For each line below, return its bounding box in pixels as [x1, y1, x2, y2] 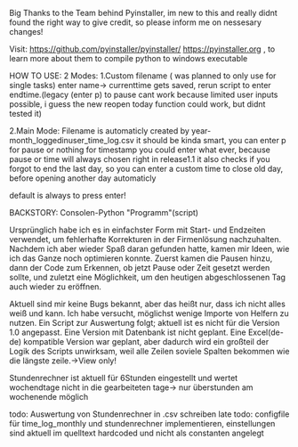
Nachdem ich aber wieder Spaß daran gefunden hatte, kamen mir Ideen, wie [9, 244, 290, 254]
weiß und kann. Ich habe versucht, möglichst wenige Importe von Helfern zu [9, 308, 289, 319]
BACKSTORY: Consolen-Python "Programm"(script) [9, 207, 198, 217]
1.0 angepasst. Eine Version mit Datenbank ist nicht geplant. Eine [9, 327, 246, 337]
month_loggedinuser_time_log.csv [9, 135, 135, 145]
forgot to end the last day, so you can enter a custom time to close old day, [9, 164, 284, 174]
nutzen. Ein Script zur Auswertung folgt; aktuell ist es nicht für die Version [9, 318, 280, 328]
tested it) [9, 109, 43, 118]
